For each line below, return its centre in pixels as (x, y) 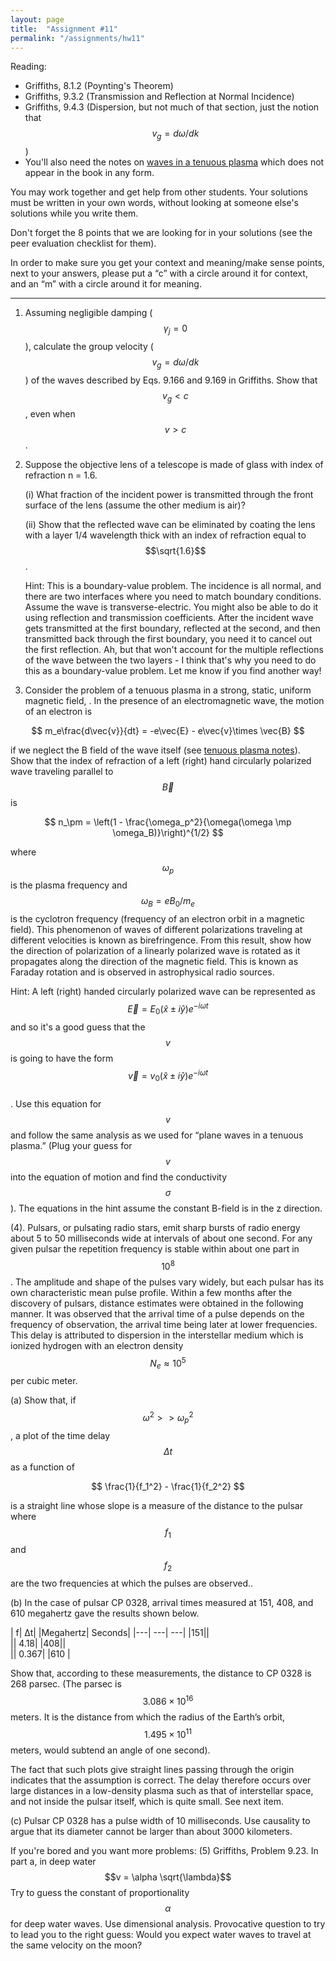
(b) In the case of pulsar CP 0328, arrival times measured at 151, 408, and (162, 1603)
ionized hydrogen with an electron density (97, 1345)
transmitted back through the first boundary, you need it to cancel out (168, 638)
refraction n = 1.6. (61, 475)
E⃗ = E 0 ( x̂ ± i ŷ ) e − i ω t (168, 1009)
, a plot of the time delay (60, 1435)
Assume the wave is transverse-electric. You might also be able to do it (171, 607)
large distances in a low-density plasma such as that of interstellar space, (162, 1790)
